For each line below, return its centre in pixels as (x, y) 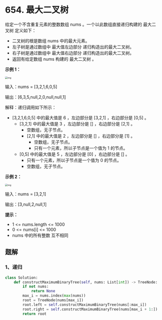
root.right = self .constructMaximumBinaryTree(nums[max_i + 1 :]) (90, 309)
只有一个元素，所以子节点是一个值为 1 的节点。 (81, 148)
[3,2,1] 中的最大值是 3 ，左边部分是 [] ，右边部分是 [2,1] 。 (77, 124)
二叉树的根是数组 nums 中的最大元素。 (51, 41)
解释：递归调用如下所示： (31, 107)
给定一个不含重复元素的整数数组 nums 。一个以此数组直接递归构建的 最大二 (81, 24)
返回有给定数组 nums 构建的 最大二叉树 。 (54, 59)
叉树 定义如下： (21, 30)
